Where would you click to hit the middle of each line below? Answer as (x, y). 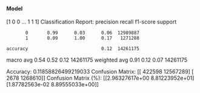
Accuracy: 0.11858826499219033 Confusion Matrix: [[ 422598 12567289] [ (100, 72)
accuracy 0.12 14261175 (73, 49)
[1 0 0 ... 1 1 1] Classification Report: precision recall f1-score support (92, 22)
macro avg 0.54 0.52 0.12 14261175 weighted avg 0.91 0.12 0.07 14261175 (97, 60)
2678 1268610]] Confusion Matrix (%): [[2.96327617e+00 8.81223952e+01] (100, 78)
